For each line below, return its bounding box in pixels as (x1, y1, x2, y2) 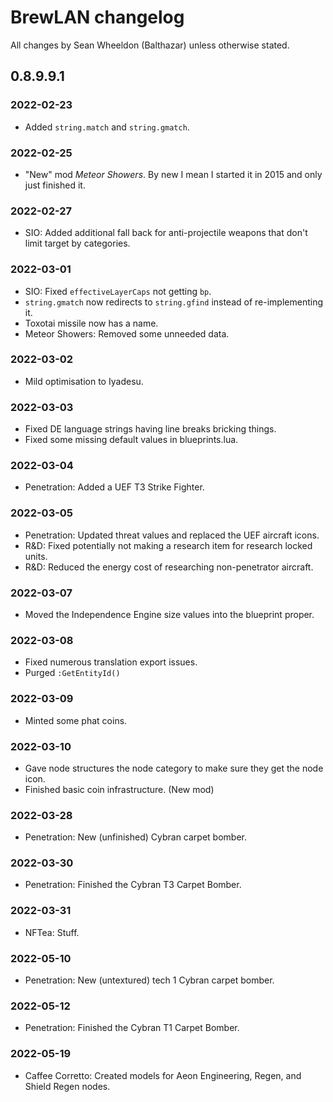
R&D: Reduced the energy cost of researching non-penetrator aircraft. (24, 561, 314, 573)
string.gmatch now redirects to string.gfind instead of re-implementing (24, 296, 323, 308)
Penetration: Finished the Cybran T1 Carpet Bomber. (24, 1022, 240, 1034)
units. (24, 550, 48, 562)
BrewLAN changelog (10, 6, 185, 29)
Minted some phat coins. (24, 714, 128, 726)
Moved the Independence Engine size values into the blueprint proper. (24, 609, 315, 620)
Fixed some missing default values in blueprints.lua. (24, 434, 239, 446)
